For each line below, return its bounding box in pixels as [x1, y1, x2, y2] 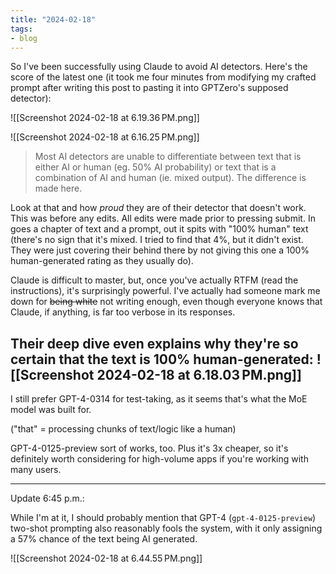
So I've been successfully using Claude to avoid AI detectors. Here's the [10, 61, 308, 73]
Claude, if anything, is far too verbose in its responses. [10, 306, 236, 318]
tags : [10, 24, 33, 34]
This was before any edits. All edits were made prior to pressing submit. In [10, 212, 316, 225]
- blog [10, 33, 38, 43]
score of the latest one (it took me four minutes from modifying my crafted [10, 71, 317, 83]
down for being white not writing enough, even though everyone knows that [10, 296, 323, 308]
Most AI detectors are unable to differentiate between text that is [34, 151, 302, 163]
